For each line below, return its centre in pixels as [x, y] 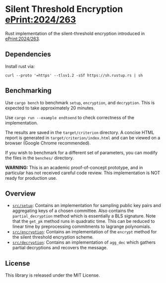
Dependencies [28, 54]
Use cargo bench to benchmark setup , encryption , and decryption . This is [80, 102]
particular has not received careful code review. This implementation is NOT [83, 173]
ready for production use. [31, 178]
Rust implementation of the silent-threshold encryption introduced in [75, 33]
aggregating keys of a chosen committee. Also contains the [73, 211]
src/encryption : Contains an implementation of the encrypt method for [84, 232]
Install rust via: [20, 66]
